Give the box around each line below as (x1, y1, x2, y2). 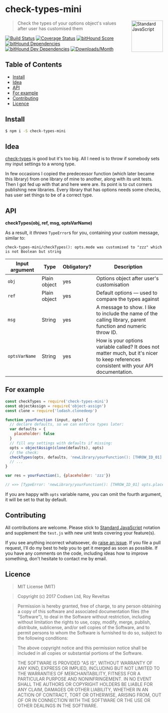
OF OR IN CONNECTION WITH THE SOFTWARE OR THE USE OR (17, 697, 150, 703)
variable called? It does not (96, 343, 159, 350)
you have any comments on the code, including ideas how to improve (5, 550, 148, 556)
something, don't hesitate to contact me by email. (5, 555, 107, 561)
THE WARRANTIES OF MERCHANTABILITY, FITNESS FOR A (17, 670, 141, 676)
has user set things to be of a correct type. (5, 192, 93, 198)
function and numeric (96, 323, 146, 330)
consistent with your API (96, 362, 153, 369)
